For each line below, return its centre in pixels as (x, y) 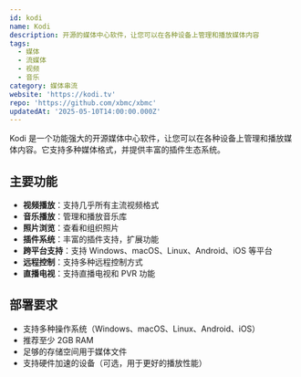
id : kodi (26, 18)
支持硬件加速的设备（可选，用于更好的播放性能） (114, 362)
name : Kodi (30, 26)
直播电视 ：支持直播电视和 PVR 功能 (89, 274)
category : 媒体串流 (44, 86)
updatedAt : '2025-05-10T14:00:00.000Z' (85, 111)
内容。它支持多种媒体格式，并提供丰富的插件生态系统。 (121, 150)
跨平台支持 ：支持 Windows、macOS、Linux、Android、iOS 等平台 (147, 251)
